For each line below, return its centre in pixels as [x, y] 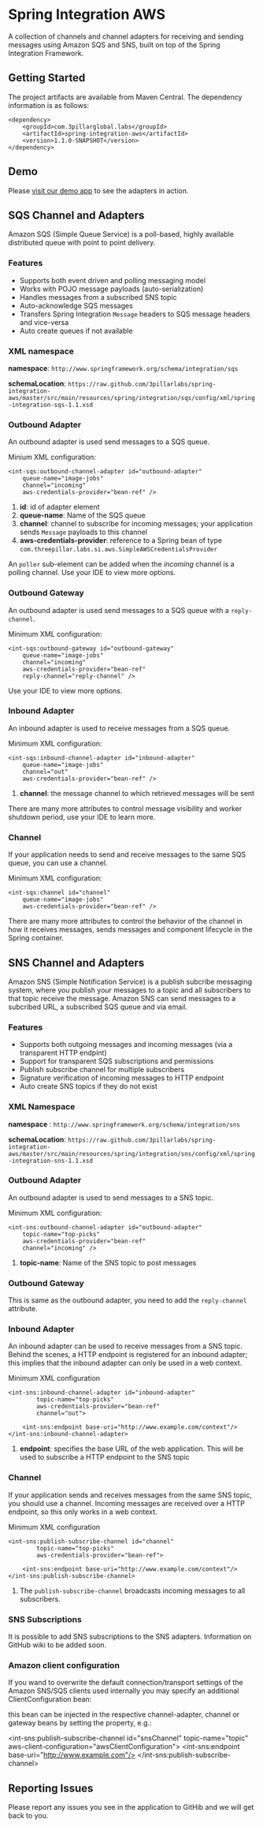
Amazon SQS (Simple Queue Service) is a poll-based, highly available [121, 234]
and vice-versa [44, 322]
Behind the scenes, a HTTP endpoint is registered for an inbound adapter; [128, 1355]
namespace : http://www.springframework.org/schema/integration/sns [124, 1124]
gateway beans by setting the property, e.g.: [80, 1723]
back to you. [28, 1815]
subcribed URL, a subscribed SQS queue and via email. [98, 1007]
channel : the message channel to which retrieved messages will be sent [137, 793]
